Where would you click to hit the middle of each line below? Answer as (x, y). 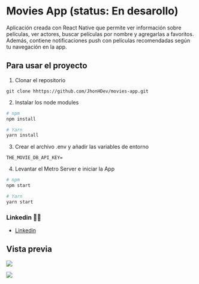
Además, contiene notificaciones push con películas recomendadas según (98, 40)
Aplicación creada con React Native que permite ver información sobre (94, 28)
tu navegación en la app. (37, 47)
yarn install (22, 135)
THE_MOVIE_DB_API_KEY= (34, 158)
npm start (19, 186)
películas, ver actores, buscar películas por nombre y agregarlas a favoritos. (100, 34)
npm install (21, 119)
